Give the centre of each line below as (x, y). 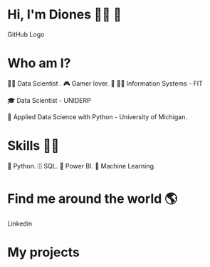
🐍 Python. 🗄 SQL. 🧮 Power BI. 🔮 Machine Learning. (82, 166)
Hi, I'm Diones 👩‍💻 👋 (65, 15)
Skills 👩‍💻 (33, 146)
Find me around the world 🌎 (93, 198)
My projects (43, 252)
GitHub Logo (26, 34)
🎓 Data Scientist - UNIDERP (49, 100)
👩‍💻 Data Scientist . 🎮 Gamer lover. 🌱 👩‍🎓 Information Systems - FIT (105, 83)
